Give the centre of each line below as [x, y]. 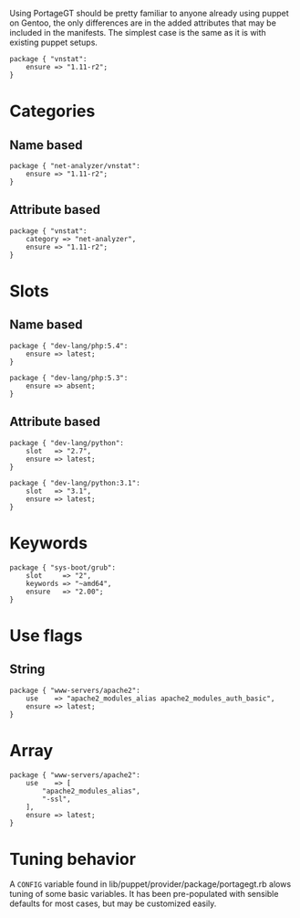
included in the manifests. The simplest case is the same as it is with [138, 32]
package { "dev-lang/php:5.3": [69, 378]
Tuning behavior [73, 859]
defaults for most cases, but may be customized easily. [113, 903]
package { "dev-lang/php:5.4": [69, 346]
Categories [52, 111]
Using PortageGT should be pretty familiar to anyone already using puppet [149, 13]
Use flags [46, 635]
